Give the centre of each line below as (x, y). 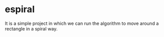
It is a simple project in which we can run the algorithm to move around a (82, 23)
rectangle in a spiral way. (31, 28)
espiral (20, 9)
